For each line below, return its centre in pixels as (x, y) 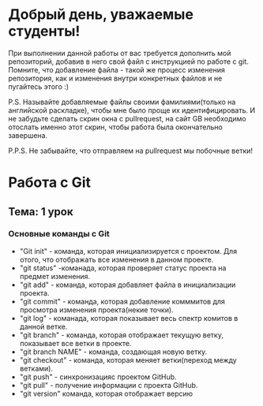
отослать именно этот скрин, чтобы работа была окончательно (115, 127)
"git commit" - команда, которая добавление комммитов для (122, 301)
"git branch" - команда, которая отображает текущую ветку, (121, 335)
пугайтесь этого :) (39, 86)
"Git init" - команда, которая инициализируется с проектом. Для (128, 251)
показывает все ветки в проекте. (75, 343)
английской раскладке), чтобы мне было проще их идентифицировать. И (132, 110)
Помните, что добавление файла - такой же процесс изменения (116, 69)
